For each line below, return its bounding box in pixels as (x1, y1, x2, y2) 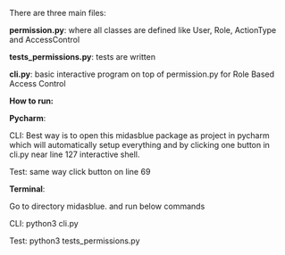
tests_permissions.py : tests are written (9, 52, 156, 62)
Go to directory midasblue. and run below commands (9, 201, 205, 211)
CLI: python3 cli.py (9, 218, 79, 228)
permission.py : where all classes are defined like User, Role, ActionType (9, 25, 277, 35)
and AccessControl (9, 35, 80, 45)
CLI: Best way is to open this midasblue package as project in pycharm (9, 130, 270, 141)
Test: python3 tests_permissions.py (9, 235, 140, 246)
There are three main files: (9, 8, 107, 18)
